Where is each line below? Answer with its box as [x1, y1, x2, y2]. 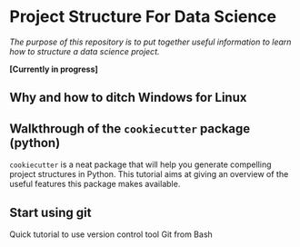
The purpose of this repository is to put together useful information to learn [9, 36, 292, 47]
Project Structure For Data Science [9, 6, 277, 27]
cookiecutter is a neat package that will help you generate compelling [9, 159, 272, 170]
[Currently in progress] [9, 64, 98, 74]
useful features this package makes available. [9, 179, 181, 190]
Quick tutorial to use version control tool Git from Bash [9, 229, 214, 240]
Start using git [9, 204, 92, 220]
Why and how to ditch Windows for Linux [9, 90, 247, 105]
